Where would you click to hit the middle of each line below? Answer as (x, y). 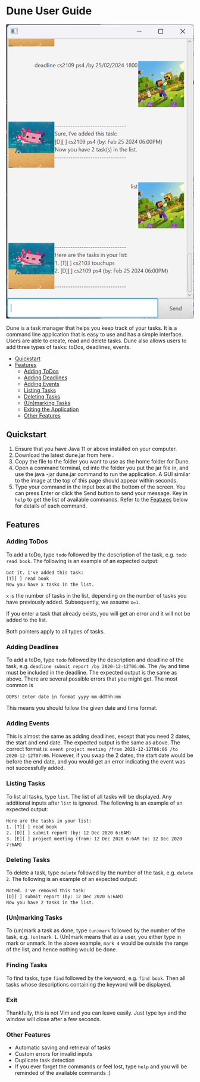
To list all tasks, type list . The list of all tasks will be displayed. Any (89, 796)
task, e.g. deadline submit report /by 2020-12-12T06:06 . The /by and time (98, 666)
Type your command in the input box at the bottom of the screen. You (100, 487)
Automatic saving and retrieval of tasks (63, 1047)
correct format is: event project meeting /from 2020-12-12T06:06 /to (92, 749)
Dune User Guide (49, 11)
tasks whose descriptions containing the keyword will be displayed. (89, 984)
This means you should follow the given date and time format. (82, 708)
